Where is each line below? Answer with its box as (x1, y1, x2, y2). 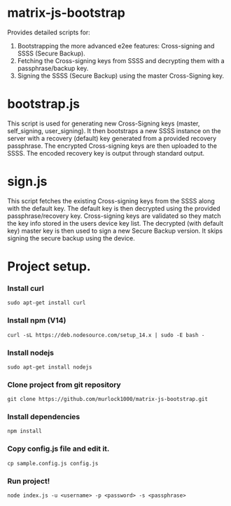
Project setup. (7, 259, 91, 274)
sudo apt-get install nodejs (7, 363, 92, 371)
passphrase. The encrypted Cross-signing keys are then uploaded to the (7, 142, 217, 150)
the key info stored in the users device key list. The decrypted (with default (7, 219, 224, 227)
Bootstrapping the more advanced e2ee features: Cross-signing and (17, 41, 215, 50)
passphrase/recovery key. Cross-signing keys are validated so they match (7, 212, 222, 220)
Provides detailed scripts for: (7, 28, 91, 36)
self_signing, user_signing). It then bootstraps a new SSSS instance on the (7, 126, 221, 135)
